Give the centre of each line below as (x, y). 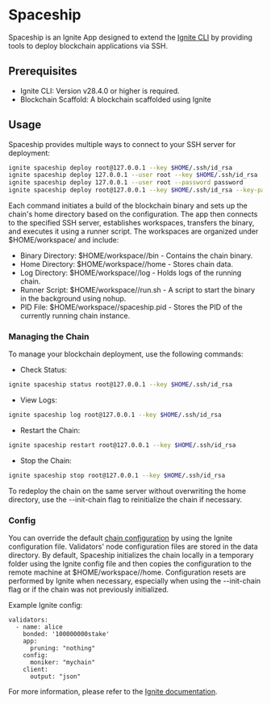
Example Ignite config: (46, 605)
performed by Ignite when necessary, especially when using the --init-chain (135, 581)
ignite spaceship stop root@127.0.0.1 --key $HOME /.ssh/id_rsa (117, 475)
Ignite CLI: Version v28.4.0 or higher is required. (100, 91)
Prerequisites (43, 72)
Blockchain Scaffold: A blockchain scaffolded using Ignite (115, 99)
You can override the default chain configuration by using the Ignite (121, 538)
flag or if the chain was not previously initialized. (89, 590)
